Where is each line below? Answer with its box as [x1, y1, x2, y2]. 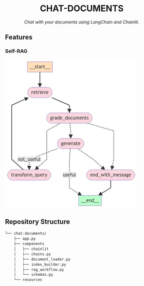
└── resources [14, 277, 42, 283]
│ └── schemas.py [14, 272, 54, 277]
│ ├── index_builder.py [14, 262, 67, 267]
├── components [14, 242, 45, 247]
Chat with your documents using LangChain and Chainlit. [24, 19, 140, 25]
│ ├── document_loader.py [14, 257, 71, 262]
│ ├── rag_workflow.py [14, 267, 64, 272]
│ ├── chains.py [14, 251, 51, 256]
